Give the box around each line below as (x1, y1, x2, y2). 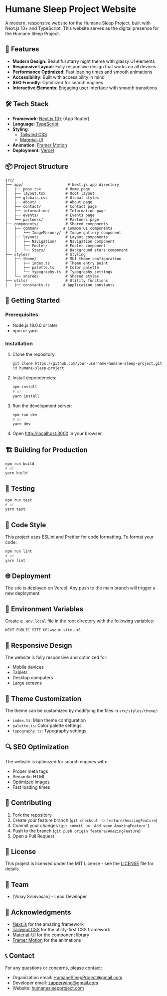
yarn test (5, 507, 26, 512)
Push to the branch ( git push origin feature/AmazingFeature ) (12, 828, 141, 834)
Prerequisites (5, 311, 38, 318)
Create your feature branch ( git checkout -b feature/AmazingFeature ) (12, 817, 158, 823)
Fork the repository (12, 812, 52, 818)
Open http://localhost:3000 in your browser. (12, 430, 103, 436)
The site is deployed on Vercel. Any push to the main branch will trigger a (5, 585, 156, 591)
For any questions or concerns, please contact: (5, 965, 102, 971)
